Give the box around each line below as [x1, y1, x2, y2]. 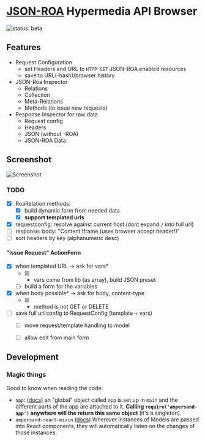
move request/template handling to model [24, 322, 130, 329]
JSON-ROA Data [24, 137, 66, 144]
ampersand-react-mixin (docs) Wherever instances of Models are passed [15, 415, 199, 423]
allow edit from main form [24, 334, 89, 341]
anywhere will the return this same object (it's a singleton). [30, 409, 182, 417]
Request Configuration [15, 58, 72, 66]
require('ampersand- [144, 404, 198, 410]
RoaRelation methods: [15, 200, 71, 207]
